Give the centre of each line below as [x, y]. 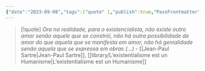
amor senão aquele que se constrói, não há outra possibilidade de [105, 35]
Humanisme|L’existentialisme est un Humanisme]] [84, 61]
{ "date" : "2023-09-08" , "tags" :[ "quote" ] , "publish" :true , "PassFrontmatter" [103, 12]
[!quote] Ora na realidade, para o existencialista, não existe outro [103, 29]
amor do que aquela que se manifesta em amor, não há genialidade [107, 42]
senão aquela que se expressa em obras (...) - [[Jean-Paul [95, 49]
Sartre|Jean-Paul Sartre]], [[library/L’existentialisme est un [94, 55]
